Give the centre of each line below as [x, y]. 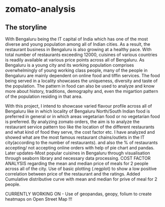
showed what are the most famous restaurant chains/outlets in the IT [75, 137]
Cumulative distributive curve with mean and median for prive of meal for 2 [81, 179]
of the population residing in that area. [44, 96]
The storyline [26, 27]
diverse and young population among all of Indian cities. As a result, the [78, 44]
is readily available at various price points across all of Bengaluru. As [75, 60]
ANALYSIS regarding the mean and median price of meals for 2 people [77, 163]
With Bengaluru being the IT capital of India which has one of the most [77, 39]
